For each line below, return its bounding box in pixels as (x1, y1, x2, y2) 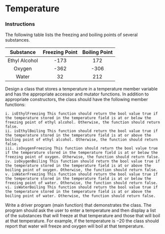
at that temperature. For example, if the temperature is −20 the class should (5, 218, 159, 224)
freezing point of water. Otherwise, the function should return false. (5, 181, 158, 186)
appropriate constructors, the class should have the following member (5, 96, 148, 102)
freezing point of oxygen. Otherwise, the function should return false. (5, 154, 161, 160)
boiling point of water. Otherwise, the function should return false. (5, 193, 156, 198)
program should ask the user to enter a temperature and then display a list (5, 207, 156, 213)
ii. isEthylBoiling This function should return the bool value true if (5, 129, 158, 134)
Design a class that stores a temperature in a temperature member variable (5, 86, 158, 92)
